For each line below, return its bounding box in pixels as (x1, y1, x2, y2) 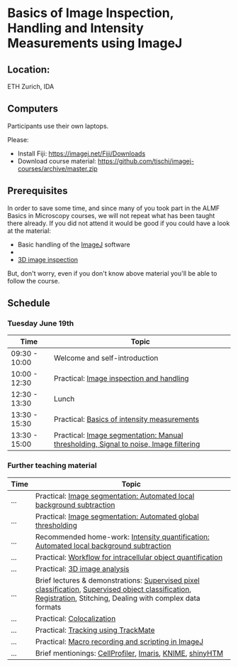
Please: (7, 135, 30, 143)
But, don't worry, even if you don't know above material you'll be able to (7, 269, 217, 278)
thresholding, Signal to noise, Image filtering (53, 439, 200, 449)
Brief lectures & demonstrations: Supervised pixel (35, 575, 200, 585)
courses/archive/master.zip (17, 164, 98, 173)
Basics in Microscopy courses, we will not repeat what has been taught (7, 211, 215, 219)
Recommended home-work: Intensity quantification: (35, 531, 210, 541)
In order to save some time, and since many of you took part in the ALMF (7, 204, 220, 212)
